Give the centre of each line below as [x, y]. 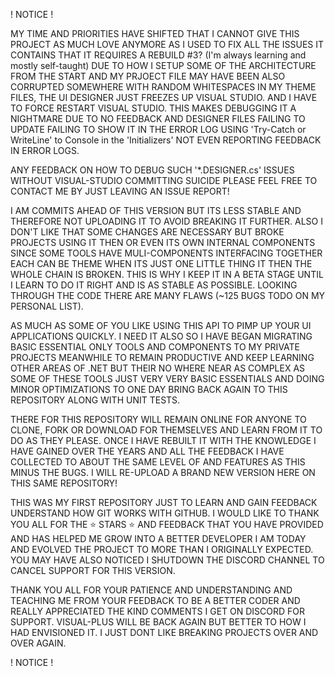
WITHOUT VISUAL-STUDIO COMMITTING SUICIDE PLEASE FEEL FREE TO [164, 180]
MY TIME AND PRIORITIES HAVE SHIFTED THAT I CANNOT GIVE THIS [155, 33]
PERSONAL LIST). [47, 306]
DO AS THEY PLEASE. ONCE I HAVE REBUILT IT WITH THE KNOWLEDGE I [163, 440]
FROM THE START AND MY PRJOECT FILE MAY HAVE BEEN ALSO [148, 76]
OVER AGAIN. [38, 643]
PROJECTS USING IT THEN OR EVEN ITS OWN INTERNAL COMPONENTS [163, 242]
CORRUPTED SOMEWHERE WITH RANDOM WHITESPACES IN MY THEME [163, 87]
